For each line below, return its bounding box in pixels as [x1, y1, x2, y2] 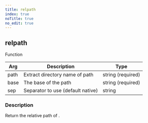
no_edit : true [5, 20, 34, 26]
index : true [5, 12, 29, 17]
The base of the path [23, 79, 72, 86]
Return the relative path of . [5, 113, 60, 119]
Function [5, 52, 23, 57]
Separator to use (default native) [23, 87, 98, 94]
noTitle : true [5, 16, 34, 21]
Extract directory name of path [23, 71, 93, 78]
